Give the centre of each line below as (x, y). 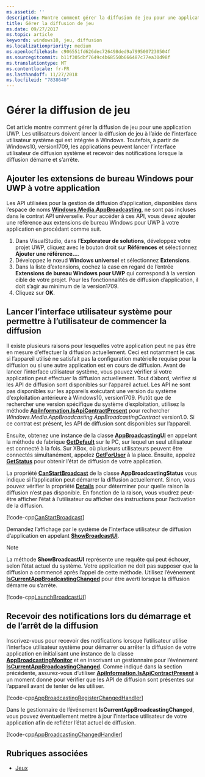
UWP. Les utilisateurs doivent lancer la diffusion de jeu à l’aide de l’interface (102, 134)
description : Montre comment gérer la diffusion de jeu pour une (91, 18)
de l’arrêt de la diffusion (52, 626)
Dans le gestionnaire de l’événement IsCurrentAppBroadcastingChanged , (100, 709)
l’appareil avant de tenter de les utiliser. (56, 686)
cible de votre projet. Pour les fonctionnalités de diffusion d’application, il (106, 280)
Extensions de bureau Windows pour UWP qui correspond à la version (105, 273)
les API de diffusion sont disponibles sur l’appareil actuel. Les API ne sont (99, 385)
